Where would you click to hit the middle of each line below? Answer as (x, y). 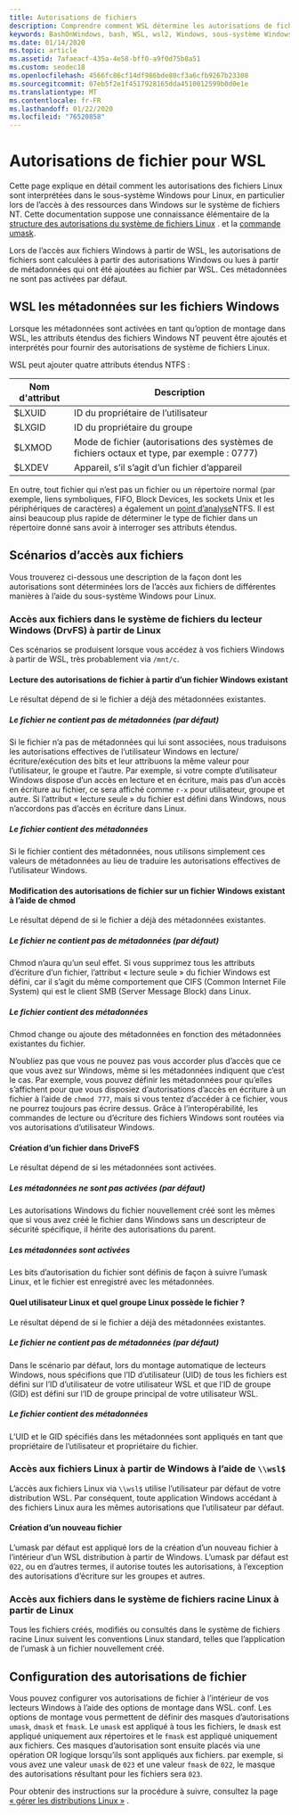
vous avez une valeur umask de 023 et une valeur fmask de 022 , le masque (142, 1765)
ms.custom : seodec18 (48, 68)
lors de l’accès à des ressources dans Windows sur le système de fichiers (145, 205)
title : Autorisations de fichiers (73, 17)
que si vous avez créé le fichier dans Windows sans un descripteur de (138, 1220)
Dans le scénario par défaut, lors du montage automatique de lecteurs (138, 1365)
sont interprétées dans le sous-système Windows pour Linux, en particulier (147, 195)
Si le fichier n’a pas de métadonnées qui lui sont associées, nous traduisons (148, 742)
